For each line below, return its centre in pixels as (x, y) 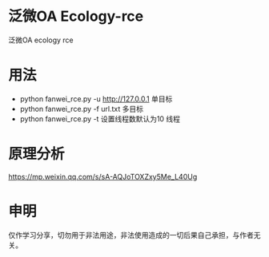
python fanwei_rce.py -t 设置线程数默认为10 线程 (100, 119)
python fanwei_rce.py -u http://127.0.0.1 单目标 (96, 99)
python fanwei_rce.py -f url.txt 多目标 (82, 109)
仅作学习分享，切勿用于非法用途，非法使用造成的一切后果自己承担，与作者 (131, 235)
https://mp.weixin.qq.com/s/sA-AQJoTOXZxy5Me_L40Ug (103, 176)
